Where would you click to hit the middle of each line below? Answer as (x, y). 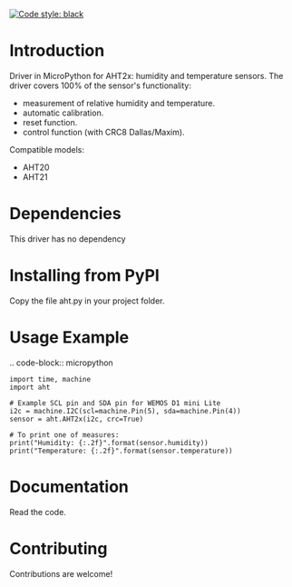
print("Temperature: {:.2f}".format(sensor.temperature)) (121, 451)
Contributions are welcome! (61, 573)
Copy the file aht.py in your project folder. (87, 301)
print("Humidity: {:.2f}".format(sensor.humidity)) (109, 443)
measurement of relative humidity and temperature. (119, 103)
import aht (30, 387)
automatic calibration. (63, 113)
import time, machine (50, 379)
